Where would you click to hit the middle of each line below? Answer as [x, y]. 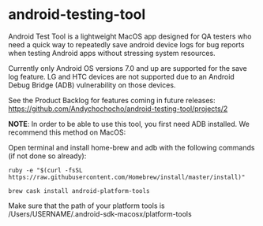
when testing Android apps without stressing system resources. [112, 53]
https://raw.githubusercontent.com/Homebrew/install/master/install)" [127, 177]
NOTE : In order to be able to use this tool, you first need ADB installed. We [129, 124]
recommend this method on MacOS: [67, 132]
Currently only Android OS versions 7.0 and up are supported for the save [128, 68]
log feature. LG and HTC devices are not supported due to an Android [121, 76]
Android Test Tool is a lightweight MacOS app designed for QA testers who [130, 36]
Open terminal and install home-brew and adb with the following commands [131, 147]
